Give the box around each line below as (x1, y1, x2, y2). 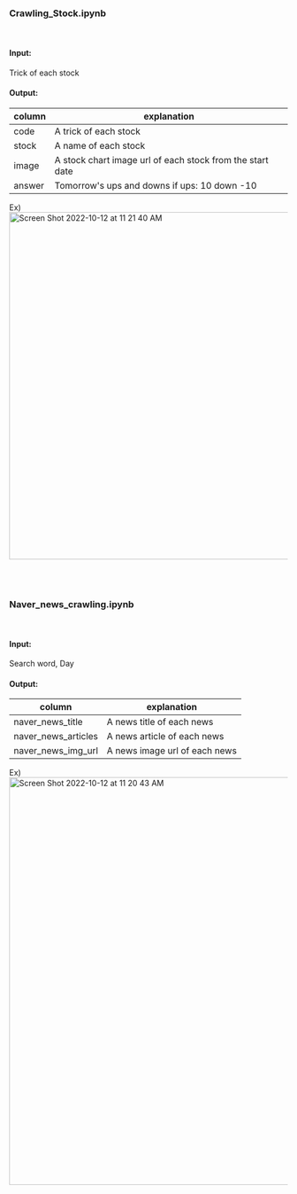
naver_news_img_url (13, 745, 99, 757)
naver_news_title (13, 716, 83, 729)
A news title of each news (106, 716, 214, 729)
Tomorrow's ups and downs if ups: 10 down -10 (54, 179, 257, 191)
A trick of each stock (54, 125, 141, 137)
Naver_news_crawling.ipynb (9, 597, 134, 610)
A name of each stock (54, 139, 146, 152)
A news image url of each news (106, 745, 237, 757)
